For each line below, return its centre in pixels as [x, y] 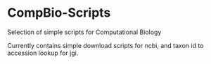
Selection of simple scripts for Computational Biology [84, 32]
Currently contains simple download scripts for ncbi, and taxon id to [105, 45]
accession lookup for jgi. [43, 53]
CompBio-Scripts [59, 13]
